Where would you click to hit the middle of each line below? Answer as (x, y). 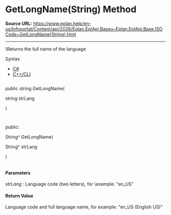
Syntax (13, 59)
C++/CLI (22, 74)
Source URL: (19, 23)
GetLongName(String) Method (71, 9)
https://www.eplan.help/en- (62, 23)
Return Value (19, 196)
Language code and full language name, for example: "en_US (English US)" (84, 207)
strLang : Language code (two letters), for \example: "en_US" (69, 184)
